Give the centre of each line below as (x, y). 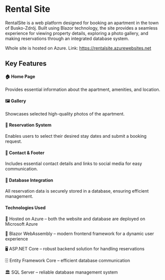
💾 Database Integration (29, 180)
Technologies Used (25, 207)
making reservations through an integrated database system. (67, 39)
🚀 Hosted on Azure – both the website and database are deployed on (75, 219)
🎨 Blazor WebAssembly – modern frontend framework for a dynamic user (80, 234)
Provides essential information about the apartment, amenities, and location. (83, 89)
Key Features (26, 63)
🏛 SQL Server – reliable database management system (62, 272)
